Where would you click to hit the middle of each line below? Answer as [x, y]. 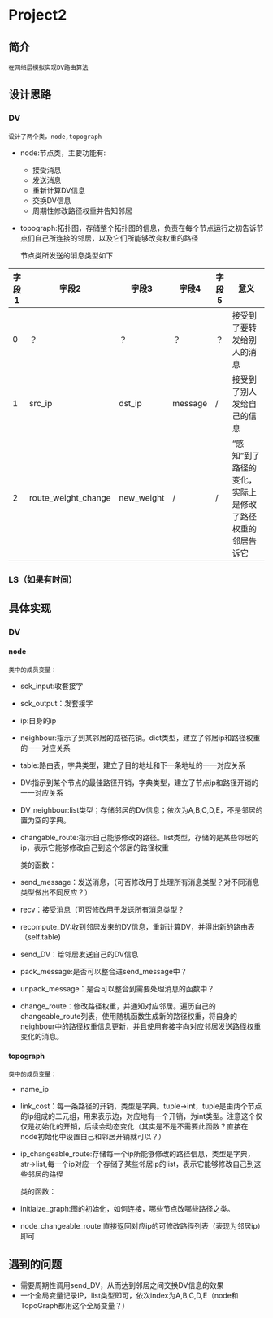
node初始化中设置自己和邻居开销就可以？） [93, 1137]
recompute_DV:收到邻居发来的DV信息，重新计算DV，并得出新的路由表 [137, 927]
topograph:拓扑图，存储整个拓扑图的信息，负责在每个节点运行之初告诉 [139, 228]
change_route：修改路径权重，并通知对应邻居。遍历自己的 [118, 1006]
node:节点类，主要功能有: [63, 153]
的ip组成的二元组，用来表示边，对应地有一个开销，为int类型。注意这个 [138, 1116]
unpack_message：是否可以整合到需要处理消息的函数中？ [117, 989]
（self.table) [40, 937]
